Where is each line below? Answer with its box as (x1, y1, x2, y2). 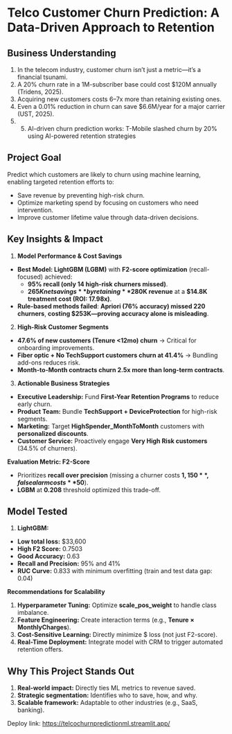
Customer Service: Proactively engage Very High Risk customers (17, 437, 208, 445)
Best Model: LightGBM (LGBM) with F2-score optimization (17, 265, 188, 273)
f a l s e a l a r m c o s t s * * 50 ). (17, 478, 89, 487)
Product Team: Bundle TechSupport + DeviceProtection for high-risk (17, 407, 217, 415)
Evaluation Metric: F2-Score (7, 457, 90, 466)
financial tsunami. (17, 73, 68, 81)
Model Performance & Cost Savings (17, 252, 123, 260)
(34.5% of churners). (17, 444, 78, 452)
